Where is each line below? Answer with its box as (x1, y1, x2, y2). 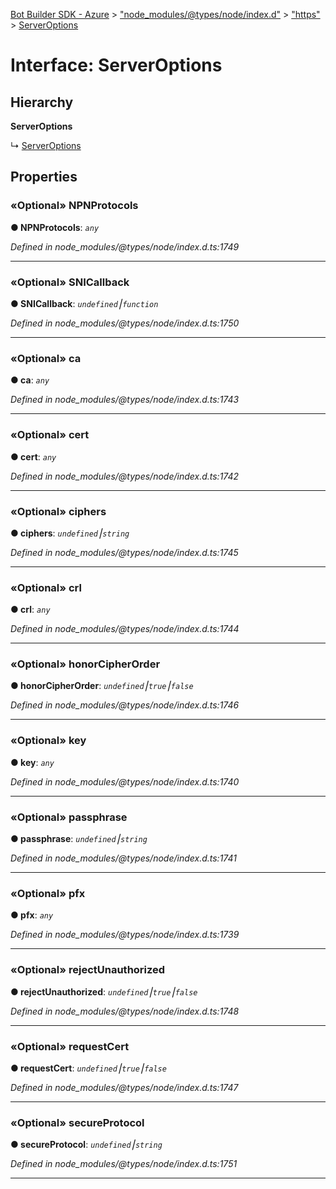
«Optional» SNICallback (10, 275, 130, 289)
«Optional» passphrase (10, 810, 128, 824)
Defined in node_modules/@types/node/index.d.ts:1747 (10, 1081, 239, 1093)
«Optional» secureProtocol (10, 1115, 145, 1129)
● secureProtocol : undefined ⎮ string (10, 1139, 163, 1151)
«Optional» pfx (10, 886, 86, 900)
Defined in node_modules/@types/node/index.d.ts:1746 (10, 699, 240, 711)
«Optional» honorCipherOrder (10, 657, 161, 671)
